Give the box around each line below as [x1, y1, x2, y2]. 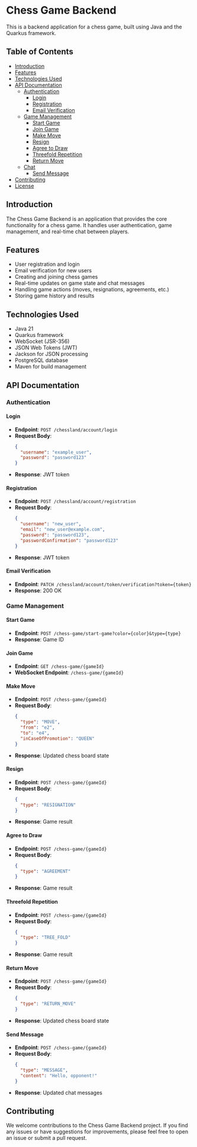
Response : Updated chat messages [14, 1089, 102, 1096]
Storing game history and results [14, 292, 95, 300]
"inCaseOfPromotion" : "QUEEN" [20, 735, 95, 742]
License [14, 182, 34, 189]
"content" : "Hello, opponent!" [20, 1072, 98, 1079]
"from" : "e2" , [20, 725, 55, 730]
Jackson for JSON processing [14, 351, 89, 358]
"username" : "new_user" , [20, 521, 82, 527]
